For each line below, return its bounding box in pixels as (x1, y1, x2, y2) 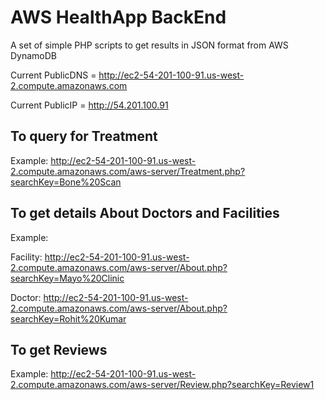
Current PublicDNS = (10, 69, 97, 81)
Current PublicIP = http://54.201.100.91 (10, 99, 169, 111)
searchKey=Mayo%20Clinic (10, 272, 125, 284)
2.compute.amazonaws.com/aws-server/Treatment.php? (10, 165, 246, 177)
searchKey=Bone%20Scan (10, 176, 122, 188)
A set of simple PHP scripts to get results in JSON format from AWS (10, 39, 289, 51)
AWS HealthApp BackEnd (10, 6, 227, 29)
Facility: (10, 251, 43, 263)
